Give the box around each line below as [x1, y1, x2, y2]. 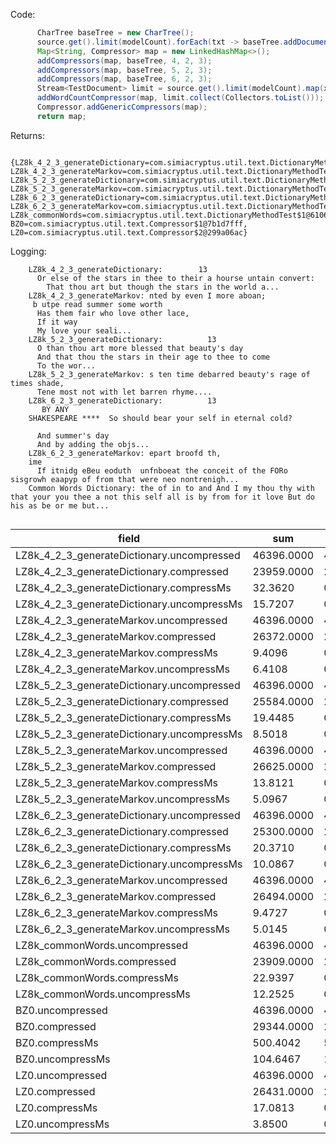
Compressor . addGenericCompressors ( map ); [36, 102, 208, 112]
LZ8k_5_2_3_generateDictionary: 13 [28, 334, 217, 344]
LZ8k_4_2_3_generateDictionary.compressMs [15, 580, 232, 594]
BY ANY [41, 404, 70, 414]
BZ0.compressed [15, 1019, 97, 1033]
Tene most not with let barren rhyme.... [36, 387, 213, 397]
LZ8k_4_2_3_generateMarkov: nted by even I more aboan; [28, 290, 267, 301]
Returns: [10, 129, 46, 141]
